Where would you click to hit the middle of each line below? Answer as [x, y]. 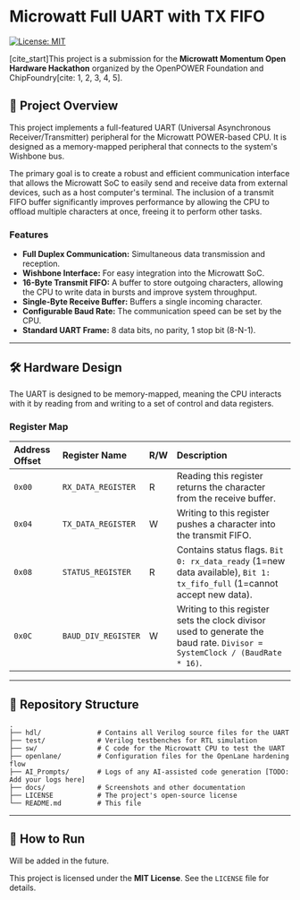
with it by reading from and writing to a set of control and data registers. [142, 403]
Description [202, 456]
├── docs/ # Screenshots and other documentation [127, 787]
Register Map [39, 426]
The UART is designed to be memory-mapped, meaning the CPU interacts [146, 394]
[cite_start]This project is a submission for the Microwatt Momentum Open [148, 58]
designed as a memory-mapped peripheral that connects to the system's [144, 146]
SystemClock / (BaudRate [229, 653]
